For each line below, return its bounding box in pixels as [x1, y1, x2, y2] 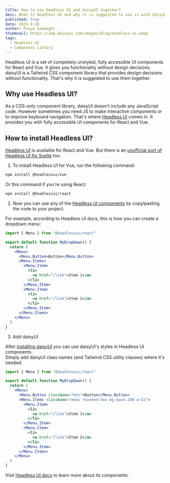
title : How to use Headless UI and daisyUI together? [5, 7, 121, 13]
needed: [5, 360, 23, 366]
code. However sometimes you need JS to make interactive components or [5, 108, 162, 114]
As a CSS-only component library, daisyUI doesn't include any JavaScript [5, 103, 159, 109]
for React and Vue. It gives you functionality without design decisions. [5, 64, 151, 70]
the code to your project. [12, 206, 65, 211]
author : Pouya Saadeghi [5, 26, 56, 31]
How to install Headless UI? [5, 134, 93, 142]
